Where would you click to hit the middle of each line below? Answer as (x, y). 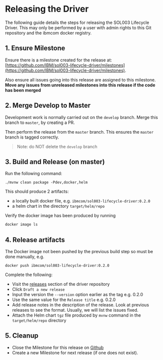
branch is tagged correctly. (32, 137)
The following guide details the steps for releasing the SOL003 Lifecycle (77, 22)
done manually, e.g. (25, 257)
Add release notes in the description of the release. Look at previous (81, 305)
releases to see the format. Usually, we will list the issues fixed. (75, 310)
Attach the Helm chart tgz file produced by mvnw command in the (76, 315)
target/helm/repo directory (39, 320)
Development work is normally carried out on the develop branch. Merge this (81, 117)
